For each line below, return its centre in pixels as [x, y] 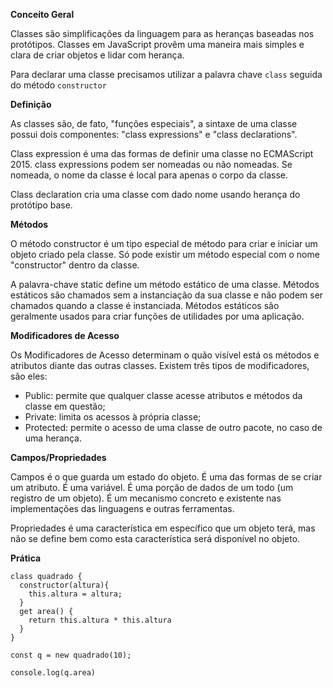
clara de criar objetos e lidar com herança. [97, 55]
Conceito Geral [42, 14]
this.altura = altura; [75, 594]
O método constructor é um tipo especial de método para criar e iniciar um [164, 243]
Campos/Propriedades [58, 457]
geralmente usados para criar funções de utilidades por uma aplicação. [157, 316]
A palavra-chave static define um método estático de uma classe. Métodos [165, 284]
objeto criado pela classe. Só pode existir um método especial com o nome [165, 254]
